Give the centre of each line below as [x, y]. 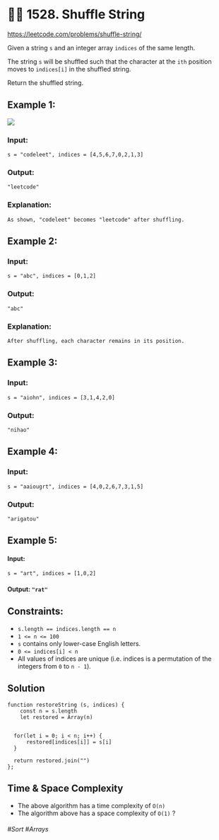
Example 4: [32, 452]
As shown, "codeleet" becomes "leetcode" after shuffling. [96, 220]
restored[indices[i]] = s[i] [69, 742]
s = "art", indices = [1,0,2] [52, 574]
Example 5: [32, 541]
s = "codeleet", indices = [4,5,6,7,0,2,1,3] [75, 155]
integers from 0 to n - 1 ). [54, 666]
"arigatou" [23, 519]
